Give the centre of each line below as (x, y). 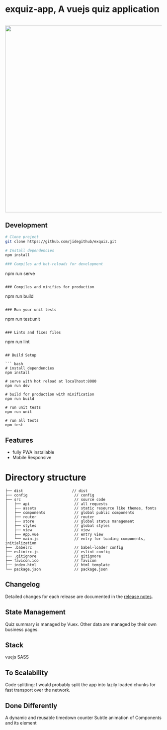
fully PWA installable (33, 452)
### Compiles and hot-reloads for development (54, 264)
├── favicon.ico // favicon (51, 560)
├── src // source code (55, 499)
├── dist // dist (46, 491)
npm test (14, 425)
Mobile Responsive (32, 457)
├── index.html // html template (58, 565)
